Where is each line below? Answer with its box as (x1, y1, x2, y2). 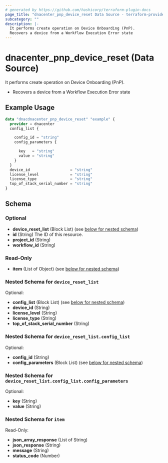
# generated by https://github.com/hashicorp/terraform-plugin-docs (5, 7, 151, 12)
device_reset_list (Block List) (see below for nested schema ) (12, 226, 139, 232)
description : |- (5, 21, 39, 26)
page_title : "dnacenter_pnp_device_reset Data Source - (5, 12, 124, 17)
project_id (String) (12, 236, 51, 242)
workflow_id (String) (12, 242, 56, 248)
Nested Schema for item (5, 415, 65, 422)
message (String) (12, 447, 49, 453)
